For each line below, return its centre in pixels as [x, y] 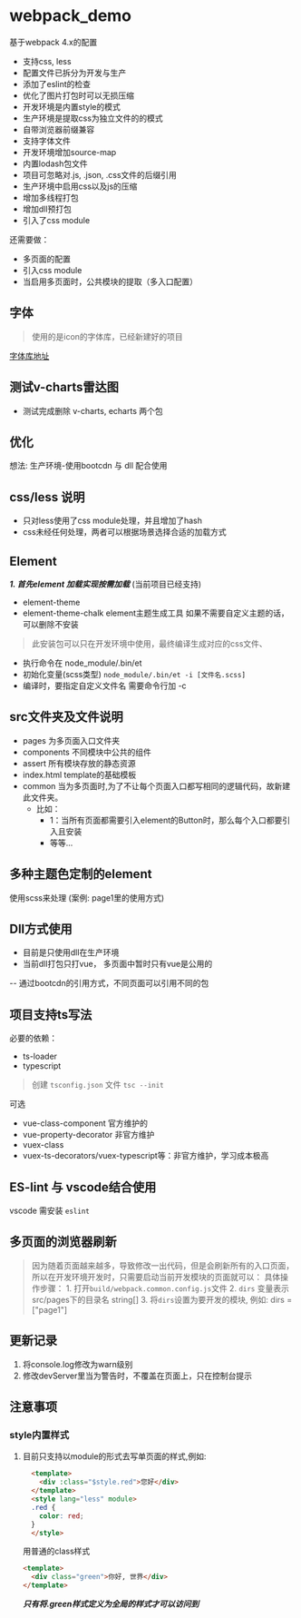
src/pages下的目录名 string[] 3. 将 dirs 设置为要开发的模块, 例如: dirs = [162, 1299]
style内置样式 [39, 1435]
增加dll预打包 [47, 209]
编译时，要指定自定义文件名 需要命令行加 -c [105, 686]
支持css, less [47, 61]
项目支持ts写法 [51, 1015]
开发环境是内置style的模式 [71, 106]
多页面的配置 [46, 259]
